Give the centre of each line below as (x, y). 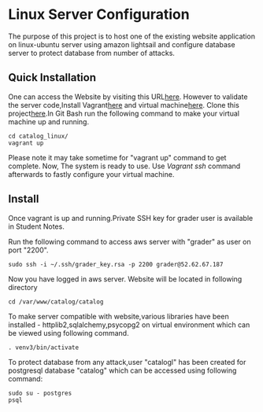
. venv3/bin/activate (44, 348)
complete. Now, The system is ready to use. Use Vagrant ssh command (124, 166)
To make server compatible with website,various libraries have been (119, 316)
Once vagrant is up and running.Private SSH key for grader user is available (131, 218)
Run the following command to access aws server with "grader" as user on (130, 241)
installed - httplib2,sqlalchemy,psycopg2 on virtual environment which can (129, 325)
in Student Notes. (36, 226)
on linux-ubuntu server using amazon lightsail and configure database (122, 44)
